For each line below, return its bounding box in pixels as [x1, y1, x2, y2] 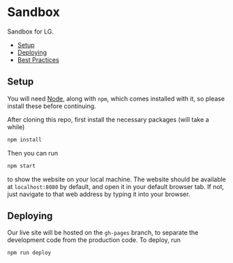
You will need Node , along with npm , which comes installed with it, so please [7, 94, 225, 103]
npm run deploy [7, 249, 52, 257]
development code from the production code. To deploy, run [7, 236, 181, 244]
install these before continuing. [7, 102, 96, 110]
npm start [7, 162, 36, 170]
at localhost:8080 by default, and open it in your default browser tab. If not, [7, 182, 225, 190]
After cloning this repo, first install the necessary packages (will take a [7, 115, 209, 123]
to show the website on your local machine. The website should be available [7, 175, 227, 183]
